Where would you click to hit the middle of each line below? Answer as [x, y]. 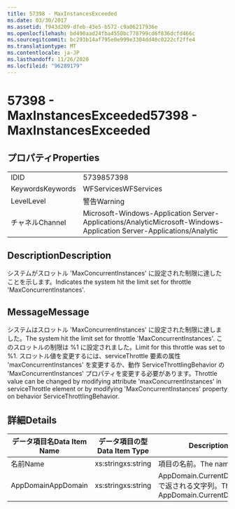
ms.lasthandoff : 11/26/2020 [48, 60]
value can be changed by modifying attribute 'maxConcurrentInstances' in [114, 381]
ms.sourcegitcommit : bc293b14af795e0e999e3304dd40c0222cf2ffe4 [101, 40]
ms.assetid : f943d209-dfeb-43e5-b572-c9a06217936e [83, 27]
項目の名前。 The [186, 464]
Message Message [48, 312]
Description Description [59, 256]
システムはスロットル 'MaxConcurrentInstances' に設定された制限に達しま [115, 330]
